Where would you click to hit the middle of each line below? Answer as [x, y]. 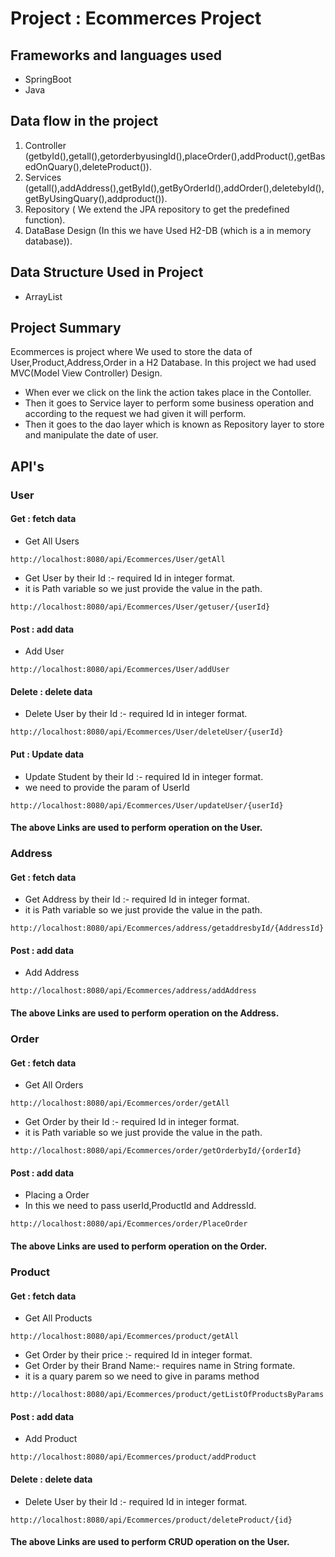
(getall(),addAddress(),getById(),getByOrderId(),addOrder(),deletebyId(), [174, 188]
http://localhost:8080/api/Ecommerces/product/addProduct [133, 1457]
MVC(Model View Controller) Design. [86, 373]
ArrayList [43, 296]
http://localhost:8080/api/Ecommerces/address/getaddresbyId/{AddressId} [167, 928]
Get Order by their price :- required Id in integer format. [138, 1355]
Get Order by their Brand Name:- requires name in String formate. [160, 1366]
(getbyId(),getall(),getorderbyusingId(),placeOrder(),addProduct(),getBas [175, 156]
